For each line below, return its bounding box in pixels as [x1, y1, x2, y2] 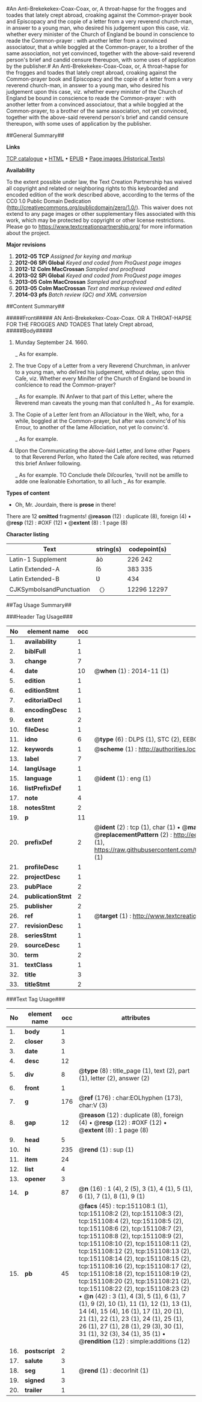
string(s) [96, 545, 122, 553]
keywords [25, 745, 54, 753]
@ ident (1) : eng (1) [94, 774, 151, 782]
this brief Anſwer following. [14, 460, 82, 467]
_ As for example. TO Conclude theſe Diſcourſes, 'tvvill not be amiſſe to [14, 471, 188, 479]
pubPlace [25, 883, 53, 890]
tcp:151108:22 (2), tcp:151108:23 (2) [79, 1285, 190, 1293]
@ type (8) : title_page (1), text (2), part [79, 1067, 190, 1075]
